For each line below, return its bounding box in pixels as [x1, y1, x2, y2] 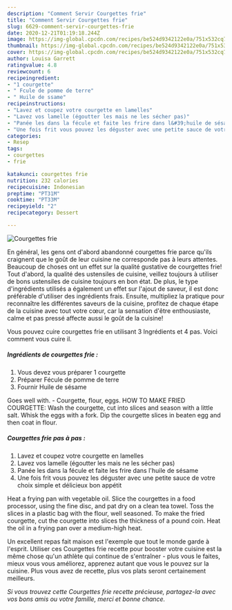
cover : [7, 49, 26, 56]
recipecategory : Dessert [7, 209, 79, 217]
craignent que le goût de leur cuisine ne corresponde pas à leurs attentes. [7, 255, 218, 263]
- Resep [7, 139, 30, 146]
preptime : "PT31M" [7, 190, 60, 197]
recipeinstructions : [7, 100, 67, 107]
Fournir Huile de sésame [17, 382, 88, 391]
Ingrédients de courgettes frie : [7, 350, 99, 359]
